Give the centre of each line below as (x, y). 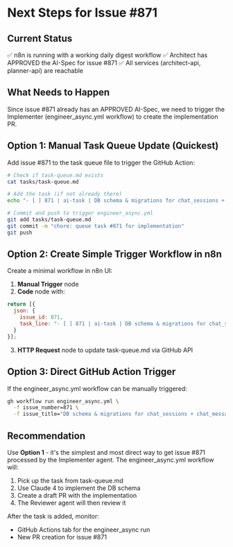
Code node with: (41, 292)
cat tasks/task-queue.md (43, 182)
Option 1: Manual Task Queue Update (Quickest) (113, 146)
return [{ (21, 304)
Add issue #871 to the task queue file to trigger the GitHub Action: (101, 162)
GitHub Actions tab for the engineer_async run (84, 530)
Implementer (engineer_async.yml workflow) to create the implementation (113, 117)
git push (20, 233)
